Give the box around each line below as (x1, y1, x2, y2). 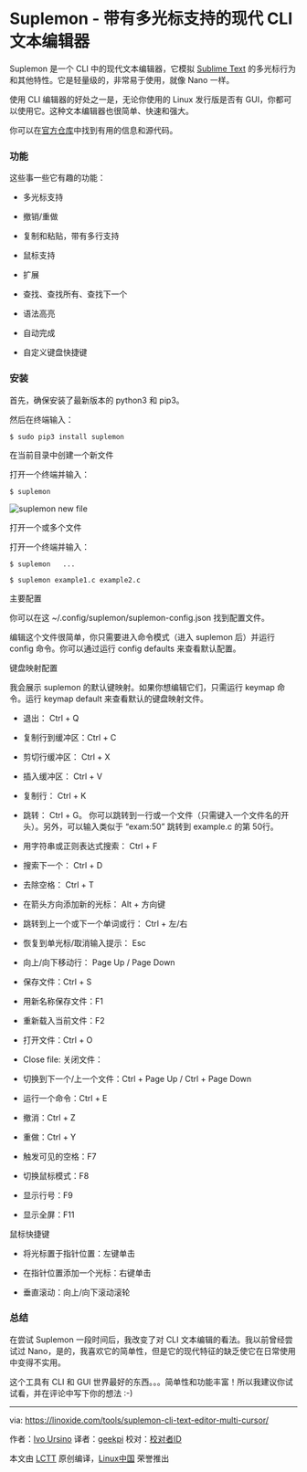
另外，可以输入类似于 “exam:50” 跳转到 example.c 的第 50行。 (42, 821, 279, 832)
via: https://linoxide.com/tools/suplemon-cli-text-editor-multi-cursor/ (9, 1414, 270, 1425)
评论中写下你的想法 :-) (48, 1387, 133, 1398)
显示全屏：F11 (22, 1209, 75, 1220)
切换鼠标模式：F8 (22, 1170, 90, 1181)
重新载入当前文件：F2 (22, 1015, 105, 1025)
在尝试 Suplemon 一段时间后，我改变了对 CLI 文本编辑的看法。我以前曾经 (9, 1334, 285, 1345)
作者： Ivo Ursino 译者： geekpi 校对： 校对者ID (9, 1433, 183, 1444)
